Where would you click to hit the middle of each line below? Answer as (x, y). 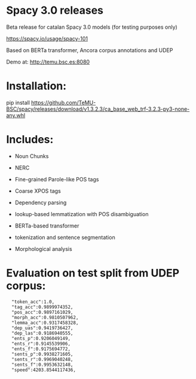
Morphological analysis (44, 248)
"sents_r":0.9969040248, (42, 359)
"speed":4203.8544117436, (44, 370)
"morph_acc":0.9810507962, (45, 317)
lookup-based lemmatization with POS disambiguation (82, 214)
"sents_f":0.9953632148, (42, 365)
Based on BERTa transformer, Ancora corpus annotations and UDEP (90, 50)
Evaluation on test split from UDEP (93, 273)
